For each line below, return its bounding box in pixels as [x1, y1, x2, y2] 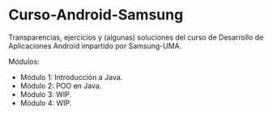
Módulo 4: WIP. [19, 98, 72, 108]
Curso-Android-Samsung [8, 6, 184, 24]
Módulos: [8, 57, 40, 66]
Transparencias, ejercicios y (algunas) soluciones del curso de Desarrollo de [8, 32, 264, 42]
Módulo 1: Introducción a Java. [19, 72, 123, 82]
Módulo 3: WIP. [19, 89, 72, 99]
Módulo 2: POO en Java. [19, 81, 102, 91]
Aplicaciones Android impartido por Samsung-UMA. [8, 40, 182, 50]
